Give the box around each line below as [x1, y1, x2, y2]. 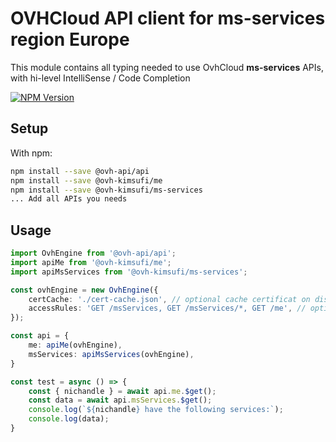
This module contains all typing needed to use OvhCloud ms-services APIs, [10, 61, 324, 73]
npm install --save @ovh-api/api [10, 166, 150, 176]
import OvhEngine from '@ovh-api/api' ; [10, 248, 177, 259]
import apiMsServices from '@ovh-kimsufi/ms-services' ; [10, 267, 248, 277]
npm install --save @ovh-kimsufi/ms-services [10, 185, 203, 195]
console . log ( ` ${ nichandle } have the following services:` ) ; [28, 405, 284, 415]
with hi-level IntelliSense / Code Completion [10, 72, 191, 84]
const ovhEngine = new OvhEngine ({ [10, 285, 159, 295]
